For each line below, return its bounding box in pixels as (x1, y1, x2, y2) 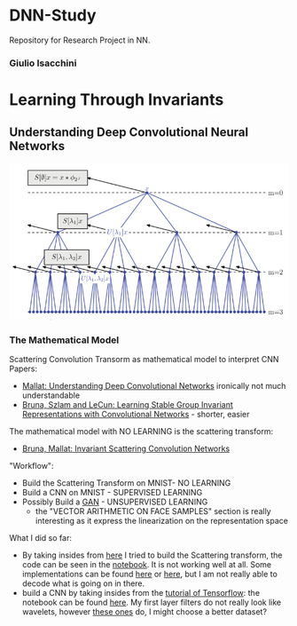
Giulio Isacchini (9, 57, 77, 69)
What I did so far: (9, 533, 73, 543)
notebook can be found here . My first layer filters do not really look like (21, 597, 282, 608)
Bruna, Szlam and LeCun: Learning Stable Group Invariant (21, 400, 233, 410)
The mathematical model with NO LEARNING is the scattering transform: (9, 426, 273, 437)
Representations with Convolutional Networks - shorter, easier (21, 409, 250, 420)
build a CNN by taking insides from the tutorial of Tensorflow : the (21, 588, 260, 598)
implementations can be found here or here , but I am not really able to (21, 569, 277, 580)
